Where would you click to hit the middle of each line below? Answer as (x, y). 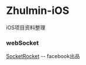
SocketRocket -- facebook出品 (43, 56)
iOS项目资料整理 (26, 27)
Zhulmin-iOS (38, 11)
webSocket (23, 43)
